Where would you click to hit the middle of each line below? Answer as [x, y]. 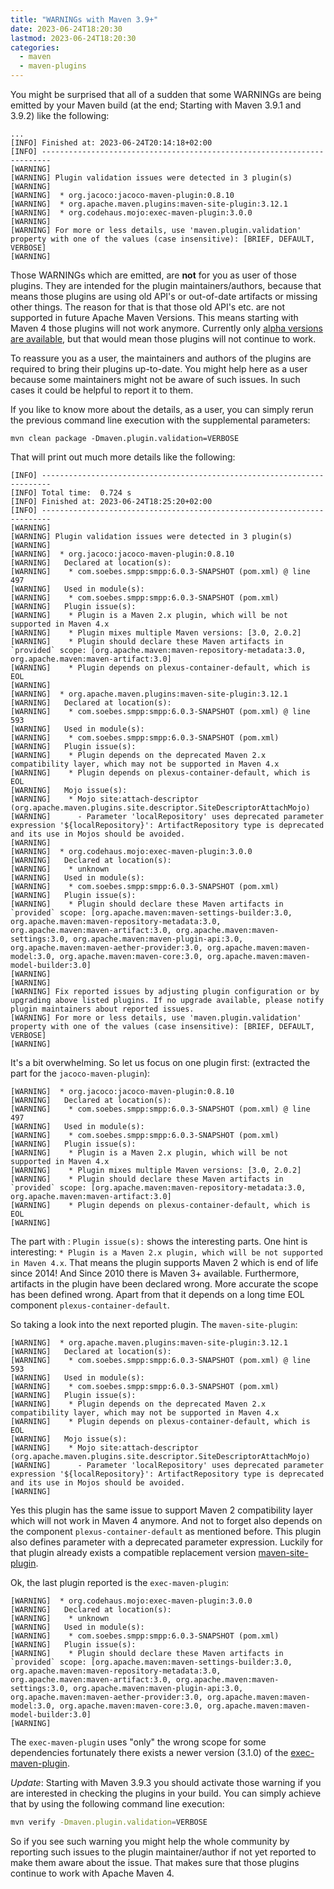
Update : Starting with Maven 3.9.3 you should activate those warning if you [166, 1782]
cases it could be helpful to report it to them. [102, 390]
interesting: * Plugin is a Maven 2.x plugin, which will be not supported [167, 1252]
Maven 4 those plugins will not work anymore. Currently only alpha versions [166, 328]
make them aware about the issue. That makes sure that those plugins [155, 1862]
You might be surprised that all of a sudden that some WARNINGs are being [166, 94]
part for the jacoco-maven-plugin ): [80, 1073]
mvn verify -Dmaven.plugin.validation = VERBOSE [109, 1822]
